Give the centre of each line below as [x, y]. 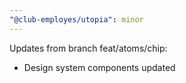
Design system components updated [99, 67]
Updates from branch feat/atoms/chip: [88, 48]
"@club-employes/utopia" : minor [76, 19]
